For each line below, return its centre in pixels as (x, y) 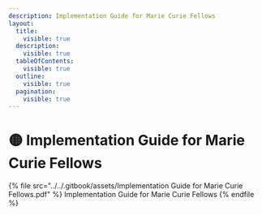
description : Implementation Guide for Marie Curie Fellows (112, 16)
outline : (30, 76)
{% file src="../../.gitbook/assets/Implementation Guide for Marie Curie (126, 186)
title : (27, 31)
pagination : (36, 91)
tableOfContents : (45, 62)
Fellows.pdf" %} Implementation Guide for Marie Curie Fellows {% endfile (131, 195)
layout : (21, 24)
